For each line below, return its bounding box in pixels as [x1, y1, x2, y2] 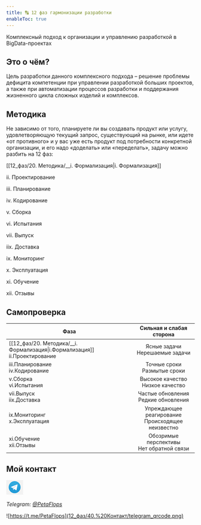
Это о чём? [6, 57, 50, 67]
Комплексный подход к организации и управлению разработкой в [6, 33, 177, 40]
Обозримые [148, 432, 179, 439]
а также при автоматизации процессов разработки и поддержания [6, 86, 179, 93]
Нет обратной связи [138, 445, 190, 452]
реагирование [145, 411, 182, 418]
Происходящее [144, 417, 184, 424]
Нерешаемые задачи [136, 349, 191, 356]
